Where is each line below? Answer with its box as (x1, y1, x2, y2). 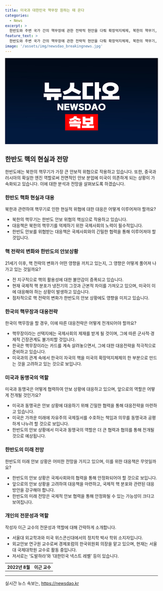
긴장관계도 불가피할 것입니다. (21, 336, 76, 342)
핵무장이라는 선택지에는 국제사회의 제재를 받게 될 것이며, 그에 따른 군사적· (12, 330, 151, 336)
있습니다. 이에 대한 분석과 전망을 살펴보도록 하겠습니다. (21, 181, 126, 187)
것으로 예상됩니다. (12, 433, 46, 439)
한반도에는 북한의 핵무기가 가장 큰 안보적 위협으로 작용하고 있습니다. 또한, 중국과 (5, 169, 157, 175)
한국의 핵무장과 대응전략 (5, 308, 58, 315)
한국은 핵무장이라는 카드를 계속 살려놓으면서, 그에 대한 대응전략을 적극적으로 (12, 342, 156, 348)
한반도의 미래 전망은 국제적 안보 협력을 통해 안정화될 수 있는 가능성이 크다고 (12, 493, 155, 499)
